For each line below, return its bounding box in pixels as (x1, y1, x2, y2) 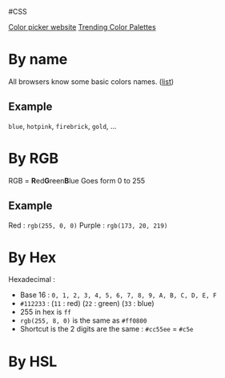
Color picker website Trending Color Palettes (8, 22, 156, 31)
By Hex (8, 248, 57, 267)
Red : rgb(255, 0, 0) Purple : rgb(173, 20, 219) (8, 220, 168, 230)
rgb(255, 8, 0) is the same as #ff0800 (19, 316, 147, 325)
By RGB (8, 149, 58, 167)
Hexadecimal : (8, 275, 56, 284)
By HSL (8, 352, 58, 371)
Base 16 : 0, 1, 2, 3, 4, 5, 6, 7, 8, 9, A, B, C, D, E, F (19, 290, 217, 300)
